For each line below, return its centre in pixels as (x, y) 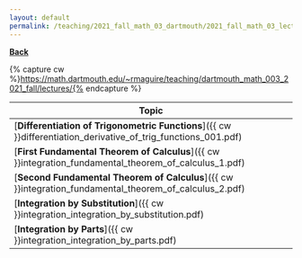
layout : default (40, 18)
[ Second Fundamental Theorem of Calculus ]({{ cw (124, 177)
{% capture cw (37, 69)
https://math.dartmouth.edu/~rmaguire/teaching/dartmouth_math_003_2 (155, 78)
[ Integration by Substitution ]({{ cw (89, 203)
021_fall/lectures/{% (46, 88)
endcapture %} (113, 88)
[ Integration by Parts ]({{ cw (73, 228)
